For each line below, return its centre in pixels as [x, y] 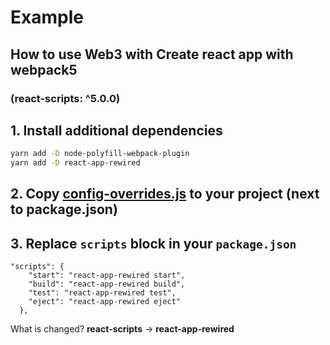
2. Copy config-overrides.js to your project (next [165, 194]
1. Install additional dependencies [116, 130]
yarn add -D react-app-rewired [75, 163]
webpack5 [44, 69]
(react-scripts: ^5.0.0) [65, 98]
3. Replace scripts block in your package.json [153, 243]
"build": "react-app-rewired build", [107, 284]
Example [47, 17]
